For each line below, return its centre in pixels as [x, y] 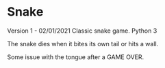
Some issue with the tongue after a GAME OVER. [76, 57]
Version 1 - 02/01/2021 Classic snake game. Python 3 [82, 31]
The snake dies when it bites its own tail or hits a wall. [83, 44]
